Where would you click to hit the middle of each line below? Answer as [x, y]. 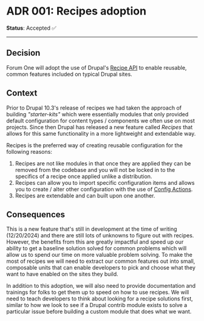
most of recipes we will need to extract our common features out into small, [101, 261]
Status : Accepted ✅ [31, 28]
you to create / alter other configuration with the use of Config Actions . [104, 189]
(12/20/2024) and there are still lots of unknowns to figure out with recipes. [100, 236]
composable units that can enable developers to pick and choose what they [101, 268]
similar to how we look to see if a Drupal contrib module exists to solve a [97, 305]
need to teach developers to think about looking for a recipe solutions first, [100, 299]
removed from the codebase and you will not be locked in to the [95, 170]
